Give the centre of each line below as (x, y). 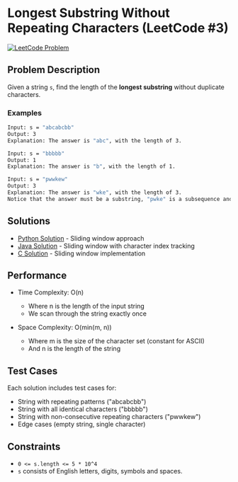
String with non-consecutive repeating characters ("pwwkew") (109, 417)
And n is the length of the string (74, 349)
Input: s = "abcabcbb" (41, 128)
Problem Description (54, 70)
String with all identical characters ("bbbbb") (83, 409)
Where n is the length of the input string (86, 306)
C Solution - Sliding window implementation (81, 253)
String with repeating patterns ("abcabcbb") (82, 402)
